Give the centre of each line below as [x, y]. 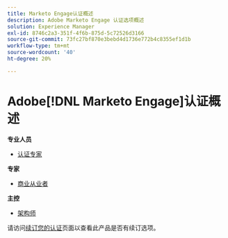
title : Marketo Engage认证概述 [50, 14]
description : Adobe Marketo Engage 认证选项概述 [76, 20]
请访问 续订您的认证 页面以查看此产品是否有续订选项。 [83, 228]
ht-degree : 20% [29, 59]
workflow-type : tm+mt [39, 46]
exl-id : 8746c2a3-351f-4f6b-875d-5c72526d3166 [76, 33]
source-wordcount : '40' [42, 53]
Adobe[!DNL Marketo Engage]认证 [108, 101]
